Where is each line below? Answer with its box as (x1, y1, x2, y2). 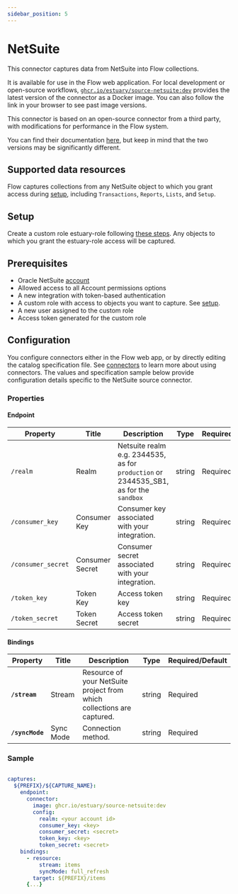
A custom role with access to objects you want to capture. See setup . (17, 299, 221, 307)
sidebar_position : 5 (7, 10, 69, 18)
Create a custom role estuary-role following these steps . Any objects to (7, 230, 215, 238)
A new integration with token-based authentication (17, 291, 166, 300)
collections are (82, 703, 132, 713)
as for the (117, 485, 150, 494)
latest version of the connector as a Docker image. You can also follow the (7, 93, 225, 101)
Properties (7, 393, 45, 403)
